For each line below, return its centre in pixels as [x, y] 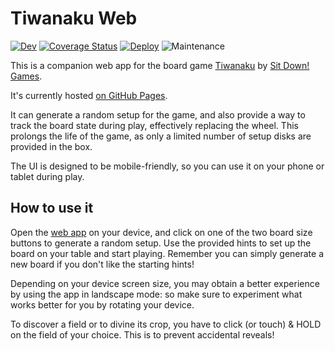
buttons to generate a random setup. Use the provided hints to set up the [161, 243]
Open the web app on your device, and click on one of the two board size [161, 232]
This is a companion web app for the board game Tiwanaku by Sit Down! [160, 65]
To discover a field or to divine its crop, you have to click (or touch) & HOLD [166, 324]
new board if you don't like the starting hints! [102, 264]
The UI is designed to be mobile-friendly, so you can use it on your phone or [167, 166]
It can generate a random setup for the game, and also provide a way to [158, 114]
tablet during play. [47, 176]
